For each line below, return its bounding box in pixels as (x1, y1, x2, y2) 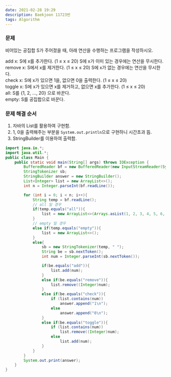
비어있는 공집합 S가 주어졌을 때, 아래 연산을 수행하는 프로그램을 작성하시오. (5, 47, 154, 53)
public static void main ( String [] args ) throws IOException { (14, 160, 149, 165)
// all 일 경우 (32, 202, 62, 207)
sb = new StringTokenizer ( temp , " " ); (41, 245, 124, 250)
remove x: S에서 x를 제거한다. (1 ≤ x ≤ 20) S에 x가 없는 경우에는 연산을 (5, 64, 147, 70)
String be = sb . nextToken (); (41, 249, 103, 254)
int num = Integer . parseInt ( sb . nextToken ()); (41, 254, 140, 259)
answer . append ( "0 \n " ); (60, 310, 108, 315)
